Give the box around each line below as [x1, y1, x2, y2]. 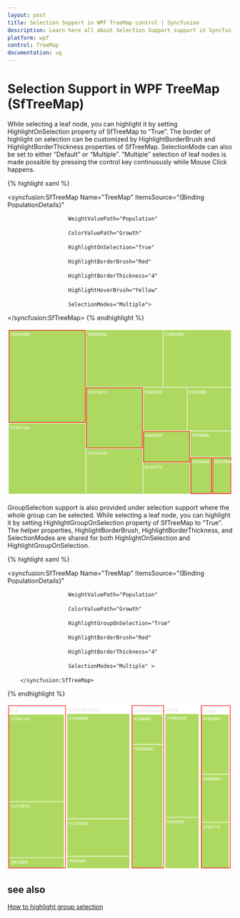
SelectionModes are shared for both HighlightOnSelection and [7, 533, 191, 542]
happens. [7, 165, 36, 174]
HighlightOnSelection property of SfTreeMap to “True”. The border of [7, 127, 211, 136]
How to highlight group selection [7, 902, 104, 911]
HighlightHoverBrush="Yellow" [68, 286, 159, 294]
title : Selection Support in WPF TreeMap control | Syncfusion [7, 19, 200, 26]
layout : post [7, 11, 46, 19]
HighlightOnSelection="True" [68, 244, 155, 251]
